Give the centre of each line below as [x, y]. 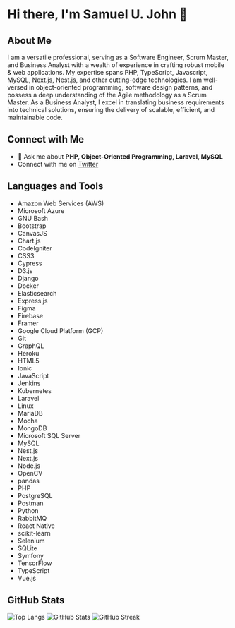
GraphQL [31, 346]
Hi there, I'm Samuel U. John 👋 [98, 14]
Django [28, 278]
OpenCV [30, 473]
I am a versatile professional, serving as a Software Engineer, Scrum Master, [118, 57]
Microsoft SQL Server [49, 435]
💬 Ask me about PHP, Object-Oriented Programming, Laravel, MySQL [120, 156]
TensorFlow [35, 563]
